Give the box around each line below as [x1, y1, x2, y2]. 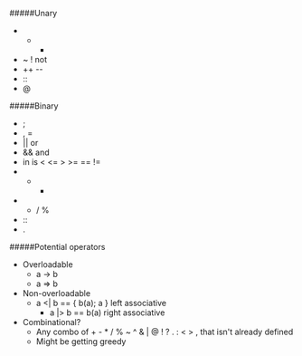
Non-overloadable [22, 288, 91, 298]
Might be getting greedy [35, 336, 127, 347]
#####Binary [9, 101, 59, 111]
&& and [22, 147, 50, 158]
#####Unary [9, 8, 58, 18]
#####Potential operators [9, 242, 106, 252]
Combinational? [22, 317, 81, 327]
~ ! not [22, 54, 48, 64]
